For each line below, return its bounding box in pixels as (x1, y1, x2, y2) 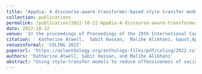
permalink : (6, 20, 34, 26)
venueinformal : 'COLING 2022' (6, 42, 82, 48)
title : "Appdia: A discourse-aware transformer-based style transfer (6, 8, 185, 15)
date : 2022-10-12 (6, 25, 50, 32)
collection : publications (6, 14, 71, 20)
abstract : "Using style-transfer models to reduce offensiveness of (6, 58, 182, 64)
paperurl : (6, 48, 31, 54)
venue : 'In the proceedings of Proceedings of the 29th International (6, 31, 187, 37)
